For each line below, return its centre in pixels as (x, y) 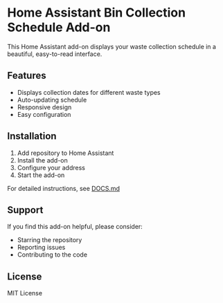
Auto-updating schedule (52, 100)
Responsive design (44, 107)
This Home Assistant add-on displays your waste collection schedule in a (112, 46)
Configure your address (51, 167)
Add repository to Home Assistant (65, 153)
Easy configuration (44, 114)
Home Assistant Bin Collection (96, 13)
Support (25, 210)
